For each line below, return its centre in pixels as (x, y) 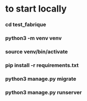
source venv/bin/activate (36, 52)
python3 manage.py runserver (43, 92)
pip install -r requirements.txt (42, 65)
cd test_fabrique (26, 25)
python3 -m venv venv (33, 38)
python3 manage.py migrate (41, 79)
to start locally (36, 9)
